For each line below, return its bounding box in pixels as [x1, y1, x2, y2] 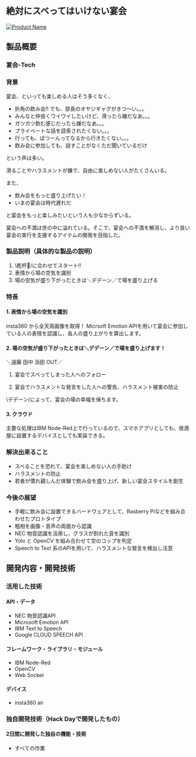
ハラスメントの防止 [14, 470, 61, 477]
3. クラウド [6, 411, 33, 418]
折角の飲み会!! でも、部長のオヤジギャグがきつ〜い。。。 [14, 105, 147, 112]
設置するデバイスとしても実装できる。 [16, 432, 108, 439]
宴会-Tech [6, 61, 36, 69]
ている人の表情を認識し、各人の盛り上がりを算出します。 [6, 329, 145, 337]
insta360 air [14, 699, 44, 706]
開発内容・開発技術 [6, 563, 75, 573]
